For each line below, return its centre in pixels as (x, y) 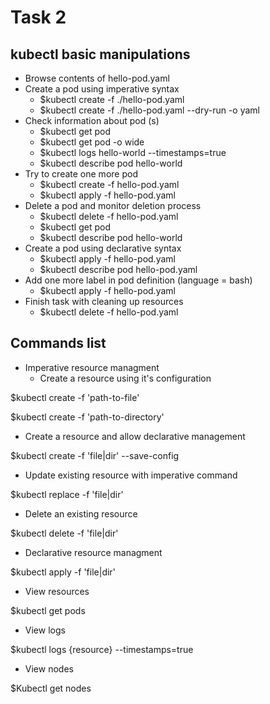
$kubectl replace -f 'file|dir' (67, 494)
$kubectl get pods (48, 610)
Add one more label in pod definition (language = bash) (138, 280)
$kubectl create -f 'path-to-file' (75, 397)
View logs (45, 630)
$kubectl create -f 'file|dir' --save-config (95, 455)
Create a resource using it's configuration (125, 378)
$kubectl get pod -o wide (92, 142)
